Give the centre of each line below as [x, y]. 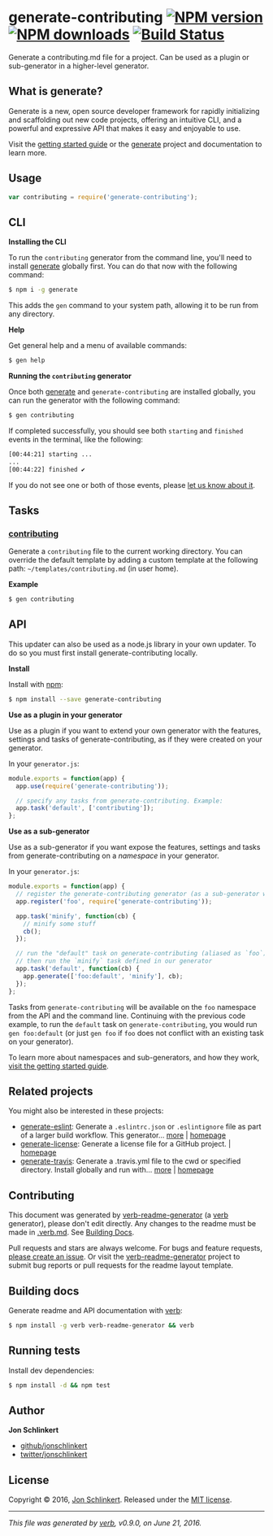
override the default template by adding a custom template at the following [133, 560]
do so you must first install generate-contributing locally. [103, 653]
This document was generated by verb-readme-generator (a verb [119, 1215]
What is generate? [56, 91]
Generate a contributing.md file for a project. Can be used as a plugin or [129, 57]
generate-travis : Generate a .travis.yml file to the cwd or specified [130, 1161]
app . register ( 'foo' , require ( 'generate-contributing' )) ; [114, 901]
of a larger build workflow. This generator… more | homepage [123, 1135]
